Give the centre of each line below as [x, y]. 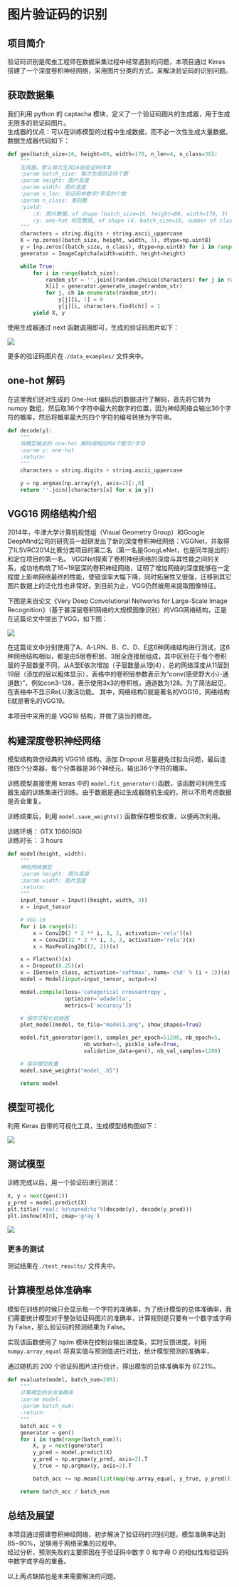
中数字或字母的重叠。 [38, 1561]
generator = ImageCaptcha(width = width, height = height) [103, 253]
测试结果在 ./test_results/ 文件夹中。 [63, 1266]
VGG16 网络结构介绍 [52, 513]
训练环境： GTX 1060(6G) [45, 831]
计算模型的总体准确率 [47, 1393]
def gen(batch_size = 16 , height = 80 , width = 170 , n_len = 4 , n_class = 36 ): [113, 154]
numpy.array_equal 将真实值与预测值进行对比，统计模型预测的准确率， [110, 1351]
